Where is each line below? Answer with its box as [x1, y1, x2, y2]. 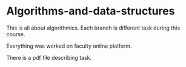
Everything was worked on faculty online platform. [6, 42, 132, 49]
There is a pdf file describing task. [6, 54, 92, 61]
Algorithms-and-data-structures [6, 4, 175, 18]
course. [6, 30, 25, 37]
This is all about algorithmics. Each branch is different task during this [6, 24, 181, 31]
